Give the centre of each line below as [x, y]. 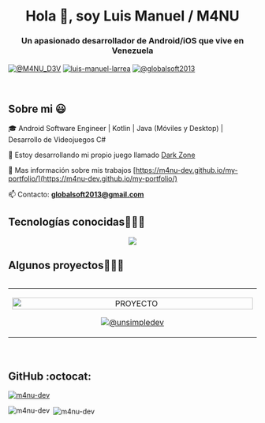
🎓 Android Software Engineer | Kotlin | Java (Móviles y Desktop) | [116, 128]
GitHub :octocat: [50, 376]
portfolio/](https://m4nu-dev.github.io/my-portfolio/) [93, 178]
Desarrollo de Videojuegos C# [57, 139]
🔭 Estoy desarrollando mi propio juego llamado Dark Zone [102, 155]
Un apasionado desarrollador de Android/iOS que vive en [132, 41]
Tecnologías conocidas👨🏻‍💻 [77, 222]
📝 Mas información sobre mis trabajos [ [72, 170]
